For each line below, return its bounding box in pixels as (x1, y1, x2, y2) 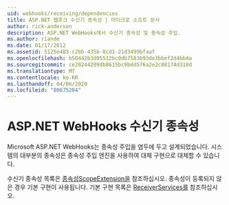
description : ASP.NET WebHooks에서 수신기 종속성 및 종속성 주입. (7, 29, 181, 36)
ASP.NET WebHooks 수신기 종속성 (7, 118, 199, 134)
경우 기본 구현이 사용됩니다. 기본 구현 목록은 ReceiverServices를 (14, 183, 189, 191)
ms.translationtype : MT (7, 67, 76, 74)
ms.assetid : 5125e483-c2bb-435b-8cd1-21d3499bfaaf (7, 49, 155, 56)
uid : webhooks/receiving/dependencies (7, 10, 118, 17)
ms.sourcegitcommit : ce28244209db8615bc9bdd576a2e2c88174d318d (7, 61, 193, 68)
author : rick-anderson (7, 23, 72, 30)
